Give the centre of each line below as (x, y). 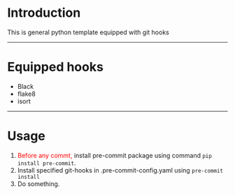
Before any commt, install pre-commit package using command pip (114, 155)
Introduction (44, 13)
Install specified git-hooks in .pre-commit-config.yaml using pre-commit (120, 170)
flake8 (27, 94)
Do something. (38, 184)
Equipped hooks (55, 67)
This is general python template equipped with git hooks (88, 32)
